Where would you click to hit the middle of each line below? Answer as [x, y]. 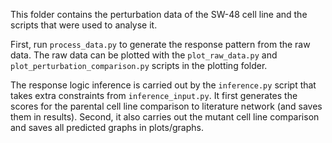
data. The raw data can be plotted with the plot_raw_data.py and [144, 55]
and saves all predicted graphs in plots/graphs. [107, 127]
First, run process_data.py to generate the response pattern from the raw [160, 44]
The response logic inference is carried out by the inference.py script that [163, 85]
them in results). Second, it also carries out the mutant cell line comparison [165, 117]
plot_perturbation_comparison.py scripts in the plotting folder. [139, 65]
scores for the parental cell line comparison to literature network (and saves [166, 106]
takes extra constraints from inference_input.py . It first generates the [154, 95]
